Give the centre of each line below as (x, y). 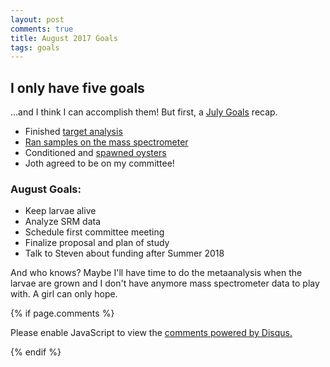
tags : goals (35, 47)
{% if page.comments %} (62, 313)
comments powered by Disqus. (228, 333)
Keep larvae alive (60, 211)
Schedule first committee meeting (94, 232)
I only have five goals (77, 87)
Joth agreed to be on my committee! (99, 163)
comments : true (42, 29)
